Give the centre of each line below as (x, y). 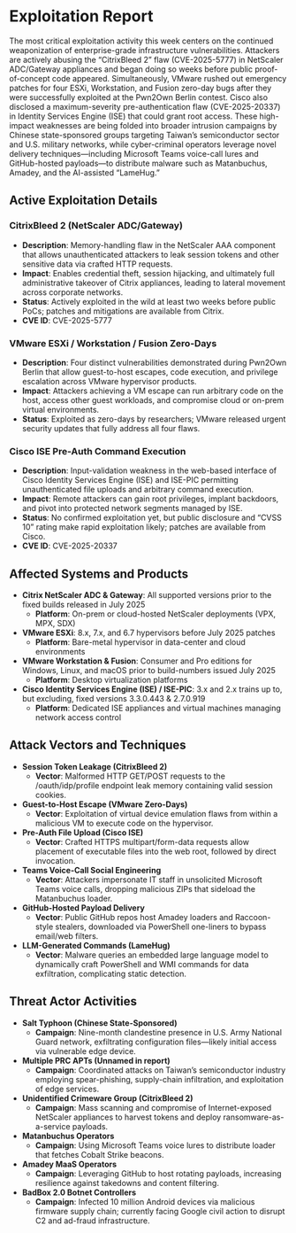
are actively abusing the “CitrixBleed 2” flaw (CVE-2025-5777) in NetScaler (147, 59)
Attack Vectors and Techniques (98, 745)
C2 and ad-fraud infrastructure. (92, 1221)
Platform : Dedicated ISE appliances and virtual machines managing (158, 708)
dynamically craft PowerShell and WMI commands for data (142, 964)
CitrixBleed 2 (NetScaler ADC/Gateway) (96, 226)
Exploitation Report (81, 16)
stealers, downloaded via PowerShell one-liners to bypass (161, 927)
